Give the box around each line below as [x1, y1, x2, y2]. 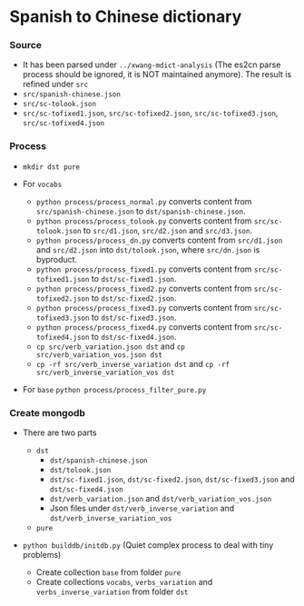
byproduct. [35, 253, 78, 264]
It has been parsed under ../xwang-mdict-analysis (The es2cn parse [22, 59, 281, 70]
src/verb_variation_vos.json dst [35, 350, 163, 360]
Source [9, 39, 43, 52]
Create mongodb [9, 406, 86, 419]
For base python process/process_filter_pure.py [22, 383, 207, 394]
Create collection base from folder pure [35, 567, 181, 578]
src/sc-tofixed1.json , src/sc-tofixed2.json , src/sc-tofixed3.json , [22, 107, 279, 119]
